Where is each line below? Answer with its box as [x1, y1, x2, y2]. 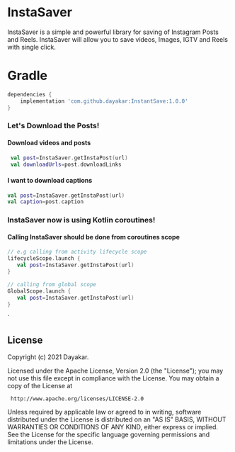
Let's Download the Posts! [7, 121, 100, 131]
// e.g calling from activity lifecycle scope [7, 249, 147, 256]
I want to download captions [7, 176, 93, 184]
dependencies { [7, 91, 52, 98]
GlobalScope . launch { [7, 288, 71, 295]
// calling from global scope [7, 281, 97, 288]
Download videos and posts [7, 139, 91, 147]
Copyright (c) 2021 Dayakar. [7, 353, 89, 361]
